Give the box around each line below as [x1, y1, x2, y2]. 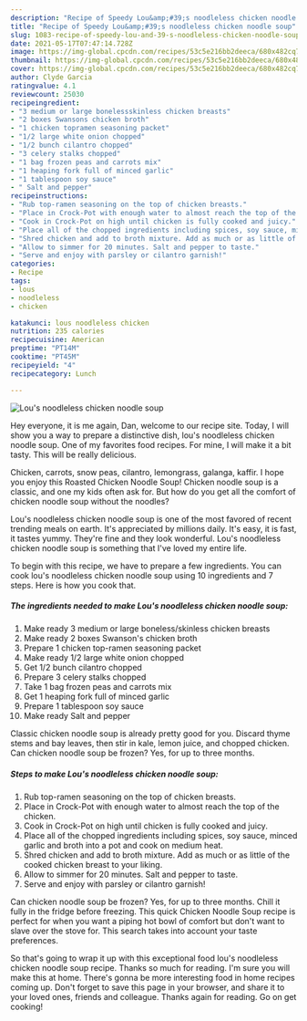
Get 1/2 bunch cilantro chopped [23, 662, 142, 673]
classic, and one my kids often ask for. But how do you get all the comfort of [10, 485, 297, 497]
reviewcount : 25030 [10, 89, 85, 99]
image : [10, 47, 36, 57]
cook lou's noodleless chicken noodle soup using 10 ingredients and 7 [10, 569, 274, 580]
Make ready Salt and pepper [23, 711, 131, 722]
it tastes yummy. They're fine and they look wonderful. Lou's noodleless [10, 533, 281, 544]
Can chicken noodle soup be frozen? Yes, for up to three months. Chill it [10, 896, 281, 908]
